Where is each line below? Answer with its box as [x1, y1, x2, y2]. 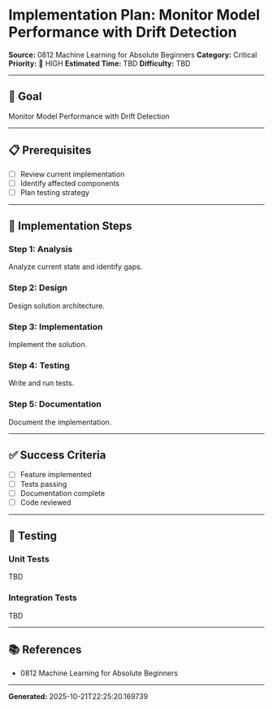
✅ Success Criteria [8, 449, 106, 463]
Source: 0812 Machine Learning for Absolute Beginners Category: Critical [8, 50, 258, 59]
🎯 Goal [8, 89, 42, 103]
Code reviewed [19, 497, 71, 507]
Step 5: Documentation [8, 398, 102, 410]
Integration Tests [8, 592, 77, 603]
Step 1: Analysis [8, 244, 73, 255]
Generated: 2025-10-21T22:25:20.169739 [8, 692, 149, 701]
